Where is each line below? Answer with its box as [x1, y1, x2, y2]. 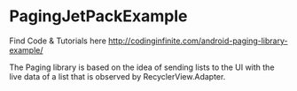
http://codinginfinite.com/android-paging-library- [107, 35, 288, 46]
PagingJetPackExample [9, 6, 188, 27]
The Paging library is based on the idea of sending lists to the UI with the [9, 62, 275, 72]
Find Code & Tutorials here [9, 35, 106, 46]
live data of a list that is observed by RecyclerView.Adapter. [9, 71, 226, 81]
